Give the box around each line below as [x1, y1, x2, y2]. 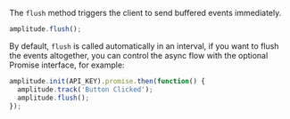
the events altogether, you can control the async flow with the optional [9, 50, 269, 60]
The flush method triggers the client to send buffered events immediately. [9, 8, 282, 18]
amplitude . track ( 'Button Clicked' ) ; [17, 84, 153, 94]
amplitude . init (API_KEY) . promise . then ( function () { [9, 76, 205, 85]
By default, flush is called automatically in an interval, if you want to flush [9, 40, 279, 52]
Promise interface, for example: [9, 59, 125, 70]
